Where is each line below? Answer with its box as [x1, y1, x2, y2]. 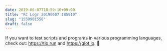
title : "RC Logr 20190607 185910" [5, 12, 78, 17]
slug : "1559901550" [5, 16, 46, 21]
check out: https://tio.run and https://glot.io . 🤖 [5, 40, 100, 46]
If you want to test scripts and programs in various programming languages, [5, 35, 162, 41]
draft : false [5, 21, 33, 26]
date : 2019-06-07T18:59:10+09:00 [5, 7, 75, 12]
